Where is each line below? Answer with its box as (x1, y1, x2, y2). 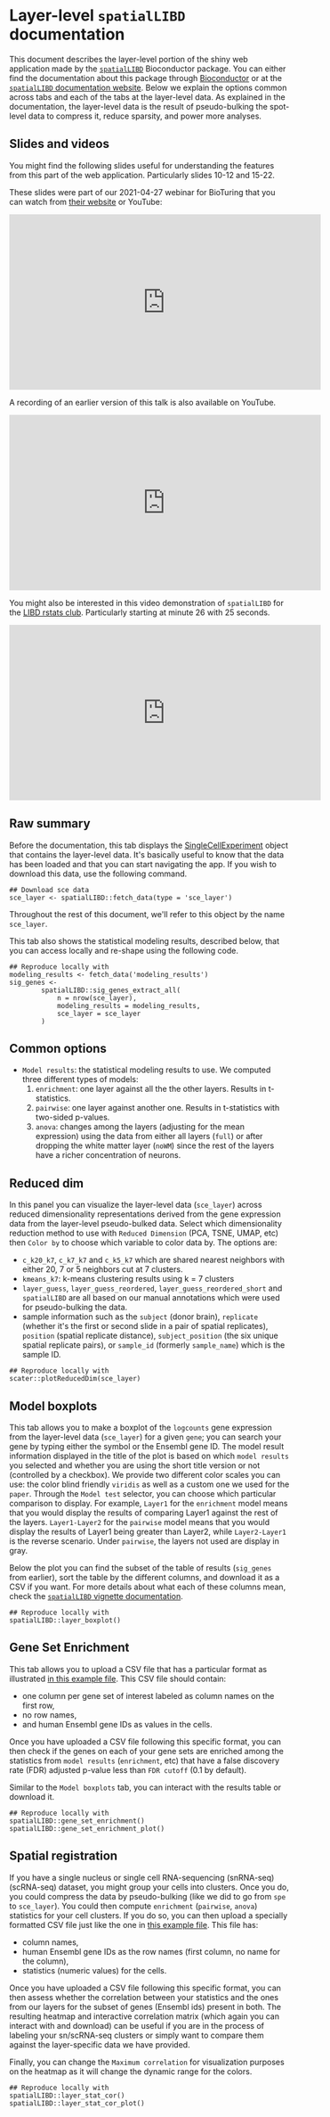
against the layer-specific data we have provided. (9, 2039, 190, 2050)
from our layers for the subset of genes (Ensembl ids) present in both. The (9, 2001, 282, 2012)
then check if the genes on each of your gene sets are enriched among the (9, 1745, 285, 1756)
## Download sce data (9, 885, 90, 894)
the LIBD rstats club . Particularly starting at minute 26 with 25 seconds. (9, 607, 270, 618)
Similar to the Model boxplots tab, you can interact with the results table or (9, 1782, 282, 1793)
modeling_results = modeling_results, (56, 1001, 201, 1010)
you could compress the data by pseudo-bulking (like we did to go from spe (9, 1891, 286, 1901)
